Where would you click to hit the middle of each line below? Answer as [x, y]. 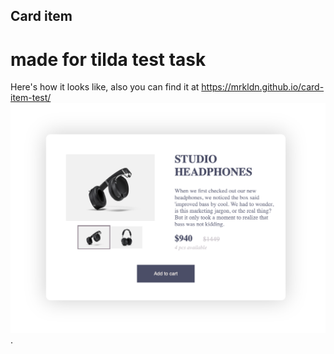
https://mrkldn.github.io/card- [263, 87]
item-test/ [31, 98]
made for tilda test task [108, 59]
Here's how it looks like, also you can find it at [105, 87]
